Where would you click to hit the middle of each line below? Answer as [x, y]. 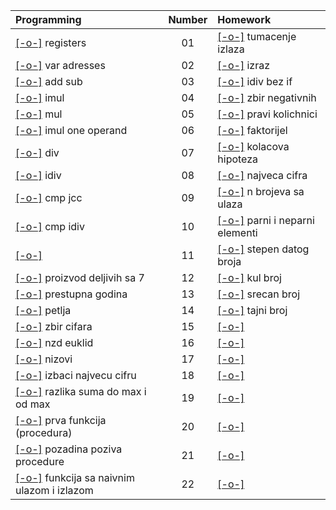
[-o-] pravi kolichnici [267, 114]
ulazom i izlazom [54, 490]
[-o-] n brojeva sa [261, 191]
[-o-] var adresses [60, 65]
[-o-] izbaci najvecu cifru [76, 375]
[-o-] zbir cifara [54, 326]
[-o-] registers [51, 42]
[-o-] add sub [49, 81]
